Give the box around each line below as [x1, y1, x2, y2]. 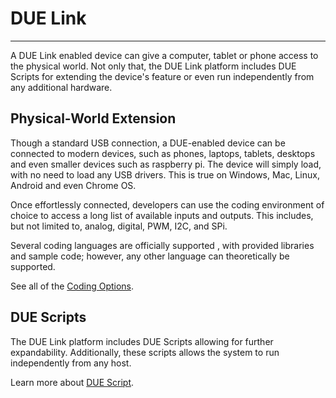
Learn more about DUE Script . [10, 376, 135, 388]
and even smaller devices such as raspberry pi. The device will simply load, [10, 158, 322, 170]
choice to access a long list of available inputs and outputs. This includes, [10, 209, 314, 221]
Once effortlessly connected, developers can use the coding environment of [10, 198, 325, 211]
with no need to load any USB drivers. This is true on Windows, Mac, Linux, [10, 168, 320, 181]
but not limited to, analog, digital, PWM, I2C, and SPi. [10, 220, 228, 232]
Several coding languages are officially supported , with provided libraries [10, 239, 315, 251]
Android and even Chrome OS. [10, 179, 137, 191]
